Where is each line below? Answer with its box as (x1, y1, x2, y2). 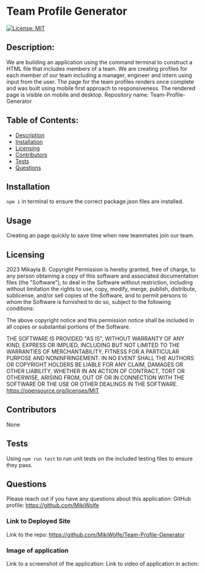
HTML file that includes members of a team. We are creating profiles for (6, 65, 188, 72)
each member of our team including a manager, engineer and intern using (6, 72, 193, 79)
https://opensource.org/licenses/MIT (6, 387, 99, 394)
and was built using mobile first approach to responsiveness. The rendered (6, 84, 196, 92)
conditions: (6, 305, 35, 312)
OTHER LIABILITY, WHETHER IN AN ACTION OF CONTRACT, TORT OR (6, 368, 185, 374)
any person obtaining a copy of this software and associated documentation (6, 272, 199, 279)
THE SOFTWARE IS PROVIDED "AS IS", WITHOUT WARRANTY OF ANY (6, 335, 185, 342)
